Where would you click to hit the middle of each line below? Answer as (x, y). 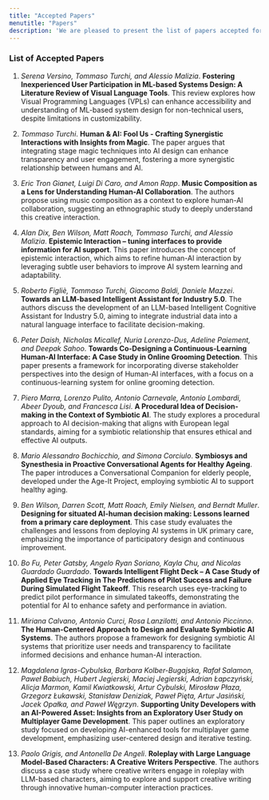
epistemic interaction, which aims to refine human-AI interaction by (131, 258)
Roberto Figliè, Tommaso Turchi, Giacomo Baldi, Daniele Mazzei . (127, 290)
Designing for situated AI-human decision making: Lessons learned (135, 513)
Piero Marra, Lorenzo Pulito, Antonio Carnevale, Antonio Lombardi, (131, 398)
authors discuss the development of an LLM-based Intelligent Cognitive (138, 307)
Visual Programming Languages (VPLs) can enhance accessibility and (136, 101)
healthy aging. (44, 489)
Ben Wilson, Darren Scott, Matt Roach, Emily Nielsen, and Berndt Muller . (140, 505)
